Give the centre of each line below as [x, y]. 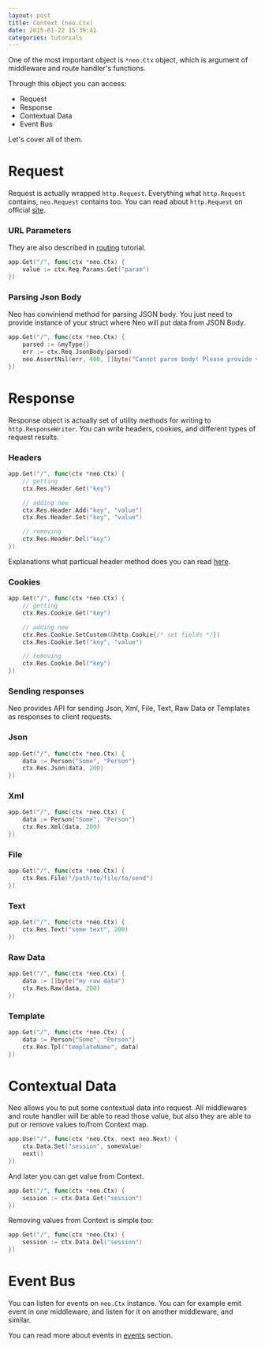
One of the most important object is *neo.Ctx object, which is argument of [128, 60]
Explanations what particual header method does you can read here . [119, 561]
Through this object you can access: [67, 84]
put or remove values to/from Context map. [78, 1125]
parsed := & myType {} [56, 344]
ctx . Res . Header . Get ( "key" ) [67, 488]
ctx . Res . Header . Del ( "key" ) [67, 539]
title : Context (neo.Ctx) [50, 23]
